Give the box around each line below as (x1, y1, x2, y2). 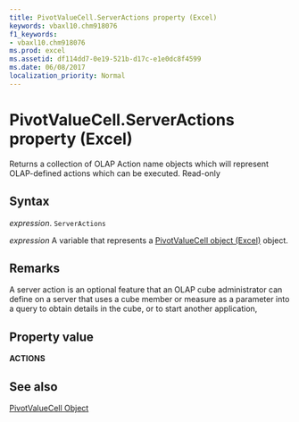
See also (9, 379, 58, 394)
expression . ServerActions (9, 217, 106, 228)
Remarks (9, 260, 61, 275)
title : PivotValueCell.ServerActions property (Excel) (9, 13, 218, 22)
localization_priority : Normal (9, 72, 126, 80)
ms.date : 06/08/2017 (9, 63, 87, 72)
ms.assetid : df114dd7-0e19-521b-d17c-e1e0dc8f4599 (9, 55, 202, 63)
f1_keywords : (9, 30, 58, 38)
